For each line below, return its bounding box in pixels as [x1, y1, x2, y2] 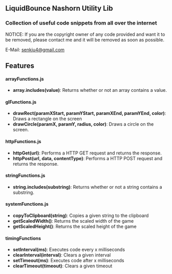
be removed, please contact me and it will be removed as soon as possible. [5, 36, 164, 43]
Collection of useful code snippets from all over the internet [5, 19, 158, 27]
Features [5, 62, 34, 70]
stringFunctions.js [5, 172, 45, 179]
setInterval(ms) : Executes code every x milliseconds [12, 246, 125, 253]
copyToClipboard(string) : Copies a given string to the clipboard [12, 212, 149, 219]
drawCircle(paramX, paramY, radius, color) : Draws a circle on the [12, 121, 154, 127]
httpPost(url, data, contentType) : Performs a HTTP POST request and [12, 155, 163, 161]
